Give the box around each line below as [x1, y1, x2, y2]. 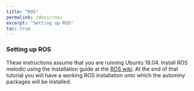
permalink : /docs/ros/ [6, 14, 63, 20]
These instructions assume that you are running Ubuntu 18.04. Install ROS [6, 59, 188, 66]
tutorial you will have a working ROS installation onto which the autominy [6, 71, 186, 78]
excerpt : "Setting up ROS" [6, 20, 74, 26]
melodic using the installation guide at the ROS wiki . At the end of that [6, 65, 178, 72]
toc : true [6, 25, 31, 32]
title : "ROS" [6, 8, 39, 15]
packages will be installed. [6, 78, 72, 85]
